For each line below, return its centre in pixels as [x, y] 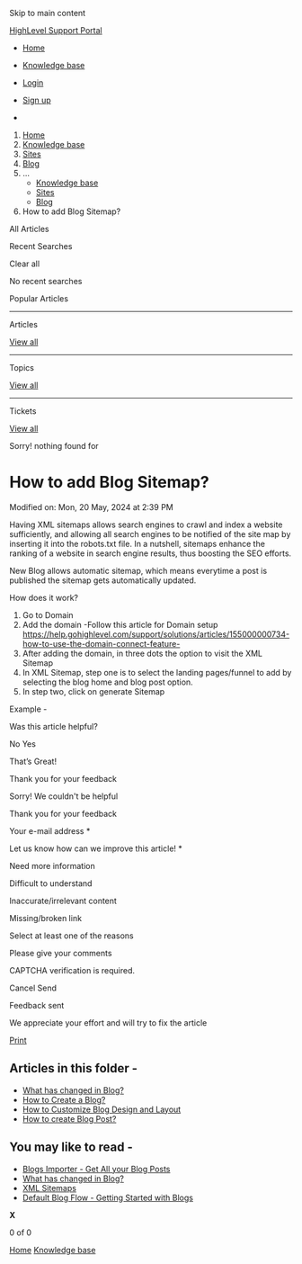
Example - [28, 709]
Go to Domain [48, 614]
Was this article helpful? [54, 726]
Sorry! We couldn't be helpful [64, 796]
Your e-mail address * [50, 830]
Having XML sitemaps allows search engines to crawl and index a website [146, 524]
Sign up [36, 100]
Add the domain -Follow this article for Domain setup [120, 624]
